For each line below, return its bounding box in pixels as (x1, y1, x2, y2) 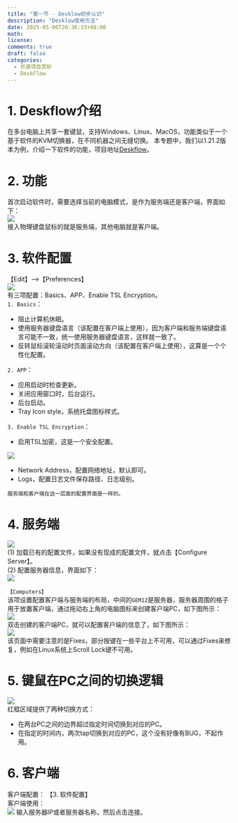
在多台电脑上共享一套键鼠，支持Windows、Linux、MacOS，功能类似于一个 (7, 127, 227, 136)
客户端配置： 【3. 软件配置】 (7, 790, 92, 799)
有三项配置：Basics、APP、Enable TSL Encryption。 (7, 291, 162, 299)
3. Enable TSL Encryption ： (7, 422, 90, 431)
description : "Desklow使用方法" (7, 17, 99, 24)
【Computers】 (7, 588, 48, 596)
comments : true (7, 43, 53, 50)
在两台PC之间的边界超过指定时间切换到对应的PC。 (17, 720, 166, 728)
